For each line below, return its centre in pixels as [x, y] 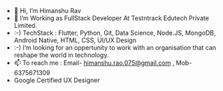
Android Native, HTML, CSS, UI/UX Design [75, 40]
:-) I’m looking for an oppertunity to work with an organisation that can [115, 48]
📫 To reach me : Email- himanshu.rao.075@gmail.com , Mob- [103, 63]
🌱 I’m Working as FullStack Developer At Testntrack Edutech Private [111, 18]
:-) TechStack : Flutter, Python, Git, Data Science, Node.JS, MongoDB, [115, 33]
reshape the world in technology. [61, 55]
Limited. [25, 25]
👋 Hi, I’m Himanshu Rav [48, 11]
